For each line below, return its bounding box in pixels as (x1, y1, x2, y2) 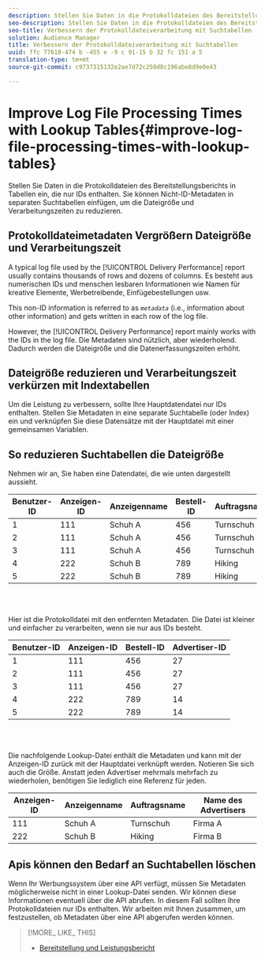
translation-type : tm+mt (8, 56, 90, 64)
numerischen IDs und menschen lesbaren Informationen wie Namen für (8, 279, 241, 289)
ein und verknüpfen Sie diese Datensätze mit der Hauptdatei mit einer (8, 416, 234, 426)
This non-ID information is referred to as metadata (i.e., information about (8, 302, 244, 313)
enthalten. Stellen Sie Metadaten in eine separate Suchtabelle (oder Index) (8, 408, 250, 418)
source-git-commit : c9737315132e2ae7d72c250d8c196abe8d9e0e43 (8, 63, 217, 71)
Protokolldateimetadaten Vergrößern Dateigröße (8, 229, 252, 242)
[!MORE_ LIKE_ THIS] (27, 928, 96, 937)
